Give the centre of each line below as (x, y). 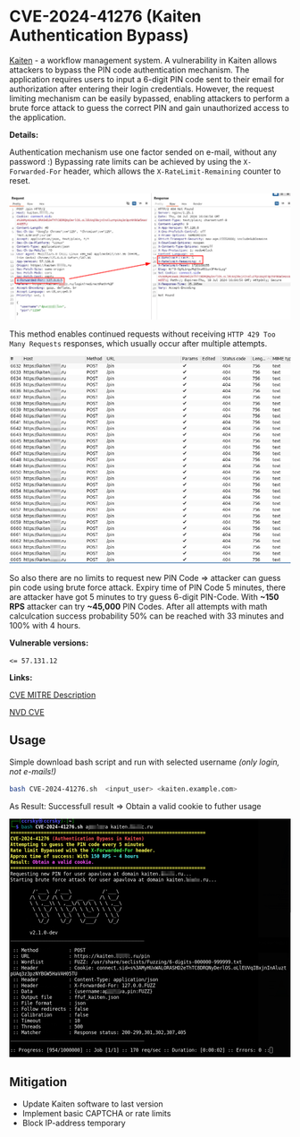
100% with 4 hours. (45, 626)
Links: (21, 678)
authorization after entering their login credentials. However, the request (142, 89)
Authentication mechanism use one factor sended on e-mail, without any (143, 152)
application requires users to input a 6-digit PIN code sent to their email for (147, 79)
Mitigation (38, 1082)
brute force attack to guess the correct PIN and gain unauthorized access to (149, 107)
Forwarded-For (36, 172)
